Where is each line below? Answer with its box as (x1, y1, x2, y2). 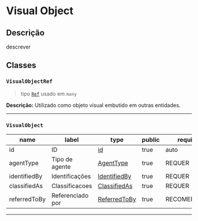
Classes (6, 60, 37, 70)
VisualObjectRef (6, 78, 53, 85)
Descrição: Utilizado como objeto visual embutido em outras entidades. (6, 102, 181, 109)
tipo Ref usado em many (20, 90, 77, 97)
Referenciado (51, 191, 89, 199)
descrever (6, 43, 31, 50)
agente (51, 162, 71, 171)
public (141, 135, 160, 144)
